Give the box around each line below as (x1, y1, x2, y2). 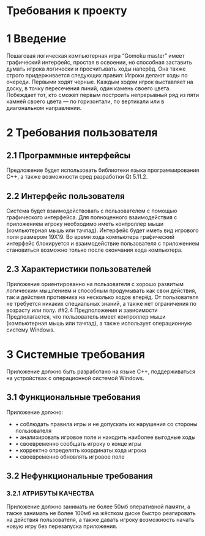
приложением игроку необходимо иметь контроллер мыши (6, 220, 164, 227)
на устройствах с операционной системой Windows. (6, 374, 145, 381)
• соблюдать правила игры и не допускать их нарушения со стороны (15, 420, 198, 427)
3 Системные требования (6, 348, 146, 361)
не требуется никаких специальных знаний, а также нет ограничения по (6, 300, 197, 307)
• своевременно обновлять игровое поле (15, 452, 125, 460)
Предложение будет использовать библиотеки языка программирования (6, 166, 199, 174)
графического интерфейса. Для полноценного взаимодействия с (6, 213, 177, 221)
